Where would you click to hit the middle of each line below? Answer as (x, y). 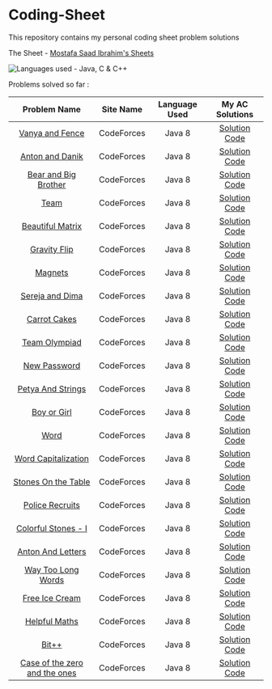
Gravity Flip (52, 249)
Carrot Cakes (52, 319)
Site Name (122, 109)
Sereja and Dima (52, 295)
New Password (52, 366)
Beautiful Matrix (52, 226)
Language (178, 104)
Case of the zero (51, 662)
